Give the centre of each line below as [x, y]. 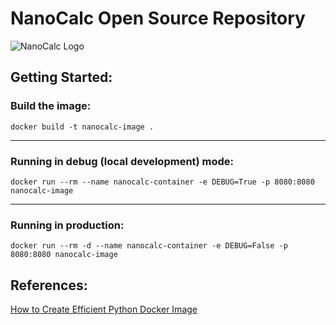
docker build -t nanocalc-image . [82, 127]
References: [49, 285]
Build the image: [51, 106]
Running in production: [67, 225]
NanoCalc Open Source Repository [158, 18]
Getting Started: [61, 77]
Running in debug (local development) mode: [122, 161]
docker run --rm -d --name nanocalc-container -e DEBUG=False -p [149, 246]
